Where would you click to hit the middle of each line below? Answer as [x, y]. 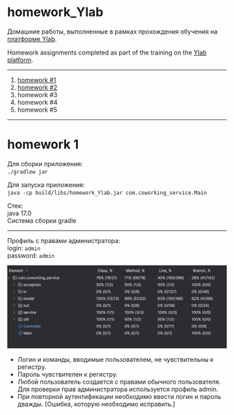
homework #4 [37, 102]
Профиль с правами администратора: [64, 240]
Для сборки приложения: [45, 163]
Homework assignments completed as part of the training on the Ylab [107, 52]
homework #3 [37, 94]
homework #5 [37, 110]
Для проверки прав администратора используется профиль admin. [118, 389]
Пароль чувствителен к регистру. [68, 374]
